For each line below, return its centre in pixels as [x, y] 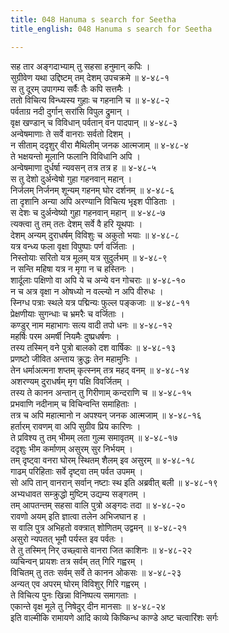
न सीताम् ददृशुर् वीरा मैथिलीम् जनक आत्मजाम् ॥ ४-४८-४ [100, 145]
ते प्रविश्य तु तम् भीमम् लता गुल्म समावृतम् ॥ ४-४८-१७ [94, 437]
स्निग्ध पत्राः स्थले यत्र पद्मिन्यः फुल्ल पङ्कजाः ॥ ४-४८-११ [100, 302]
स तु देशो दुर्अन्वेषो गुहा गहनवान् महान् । [71, 178]
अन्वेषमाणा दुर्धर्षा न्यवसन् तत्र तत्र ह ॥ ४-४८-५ [83, 167]
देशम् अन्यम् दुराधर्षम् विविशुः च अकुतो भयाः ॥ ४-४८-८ [95, 235]
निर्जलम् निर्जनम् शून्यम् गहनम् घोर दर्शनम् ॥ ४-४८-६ [92, 190]
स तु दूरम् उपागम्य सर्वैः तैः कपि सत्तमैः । [71, 88]
